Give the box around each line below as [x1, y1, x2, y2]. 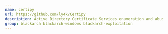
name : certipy [5, 7, 35, 12]
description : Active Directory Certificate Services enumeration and [5, 16, 153, 21]
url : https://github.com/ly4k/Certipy [5, 12, 86, 17]
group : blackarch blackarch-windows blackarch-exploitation [5, 21, 133, 26]
